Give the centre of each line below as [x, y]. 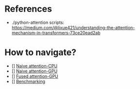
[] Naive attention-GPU [35, 71]
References [28, 9]
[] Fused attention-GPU [35, 76]
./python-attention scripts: [38, 22]
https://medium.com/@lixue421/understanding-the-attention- [73, 27]
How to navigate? [40, 53]
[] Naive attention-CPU [35, 66]
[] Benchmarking [28, 81]
